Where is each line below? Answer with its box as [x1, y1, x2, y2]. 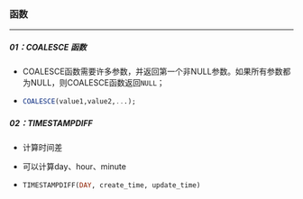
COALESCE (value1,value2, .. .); [22, 97, 137, 106]
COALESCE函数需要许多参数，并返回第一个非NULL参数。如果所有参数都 [22, 66, 291, 77]
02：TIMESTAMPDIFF [9, 117, 93, 128]
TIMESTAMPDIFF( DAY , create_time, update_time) [22, 181, 201, 190]
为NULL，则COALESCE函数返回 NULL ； [22, 77, 165, 88]
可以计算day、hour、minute [22, 161, 126, 172]
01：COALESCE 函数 [9, 41, 87, 52]
